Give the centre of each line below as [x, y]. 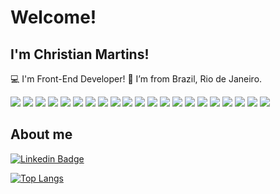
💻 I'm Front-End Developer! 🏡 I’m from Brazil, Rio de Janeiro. [136, 79]
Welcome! [53, 17]
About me [41, 134]
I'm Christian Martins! [80, 54]
